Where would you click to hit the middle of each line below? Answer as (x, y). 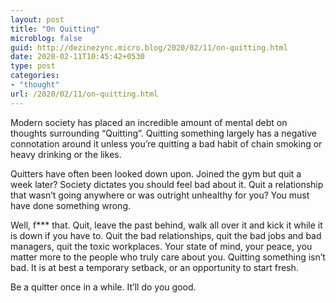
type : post (33, 66)
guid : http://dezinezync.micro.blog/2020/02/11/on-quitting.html (149, 47)
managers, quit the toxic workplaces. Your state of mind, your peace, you (161, 246)
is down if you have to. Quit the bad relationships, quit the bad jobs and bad (166, 235)
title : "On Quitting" (55, 29)
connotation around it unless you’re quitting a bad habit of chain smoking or (166, 143)
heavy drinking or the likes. (66, 154)
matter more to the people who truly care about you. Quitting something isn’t (168, 257)
